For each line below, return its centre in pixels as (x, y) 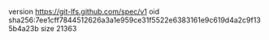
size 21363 (59, 28)
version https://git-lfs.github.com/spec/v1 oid (84, 12)
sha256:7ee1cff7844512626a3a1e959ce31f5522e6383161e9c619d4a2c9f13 (135, 20)
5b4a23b (24, 28)
